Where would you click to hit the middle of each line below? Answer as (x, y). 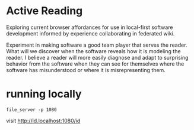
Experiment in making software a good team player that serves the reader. (97, 45)
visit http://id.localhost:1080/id (43, 121)
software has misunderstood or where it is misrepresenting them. (86, 70)
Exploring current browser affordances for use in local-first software (90, 27)
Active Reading (44, 11)
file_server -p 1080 (32, 110)
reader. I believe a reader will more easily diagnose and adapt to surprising (97, 57)
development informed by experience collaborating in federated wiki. (90, 33)
